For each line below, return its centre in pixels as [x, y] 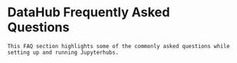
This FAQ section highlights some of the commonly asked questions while [119, 46]
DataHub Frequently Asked [89, 12]
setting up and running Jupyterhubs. [63, 52]
